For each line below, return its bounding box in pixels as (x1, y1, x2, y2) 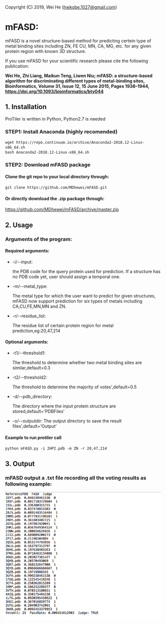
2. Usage (5, 221, 33, 229)
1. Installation (5, 103, 47, 111)
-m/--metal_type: (12, 283, 48, 289)
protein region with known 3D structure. (5, 48, 86, 54)
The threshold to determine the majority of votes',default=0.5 (12, 384, 137, 390)
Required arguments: (5, 248, 49, 254)
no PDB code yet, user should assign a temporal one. (12, 274, 121, 280)
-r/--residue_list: (12, 313, 46, 319)
